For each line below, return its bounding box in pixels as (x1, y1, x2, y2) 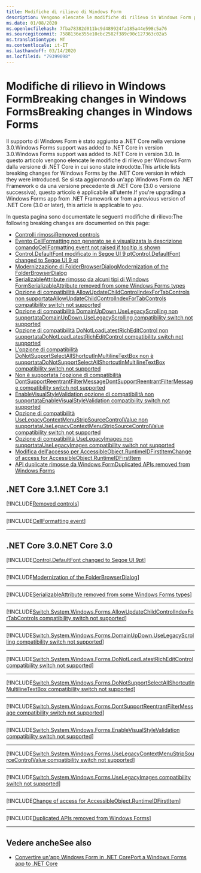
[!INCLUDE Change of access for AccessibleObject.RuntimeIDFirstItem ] (6, 797, 181, 805)
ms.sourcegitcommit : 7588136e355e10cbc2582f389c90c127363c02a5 (6, 31, 167, 37)
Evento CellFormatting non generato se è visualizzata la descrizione (14, 237, 182, 244)
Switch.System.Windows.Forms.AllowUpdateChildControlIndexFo (32, 608, 194, 615)
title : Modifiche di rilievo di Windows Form (6, 8, 121, 15)
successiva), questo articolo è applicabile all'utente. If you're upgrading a (6, 189, 185, 196)
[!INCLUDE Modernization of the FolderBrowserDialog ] (6, 574, 139, 581)
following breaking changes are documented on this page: (6, 219, 150, 226)
